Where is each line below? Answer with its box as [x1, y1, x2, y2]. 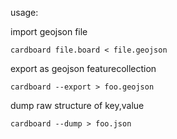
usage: [10, 7, 39, 18]
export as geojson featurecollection [10, 63, 157, 74]
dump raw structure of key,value [10, 100, 145, 111]
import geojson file [10, 26, 88, 37]
